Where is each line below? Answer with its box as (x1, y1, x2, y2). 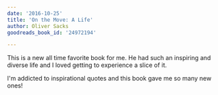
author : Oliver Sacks (7, 23, 69, 29)
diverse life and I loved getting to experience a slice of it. (7, 61, 167, 69)
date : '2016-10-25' (7, 10, 63, 17)
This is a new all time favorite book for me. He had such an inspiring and (7, 54, 211, 62)
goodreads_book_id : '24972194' (7, 29, 97, 36)
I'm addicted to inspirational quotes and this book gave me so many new (7, 74, 212, 83)
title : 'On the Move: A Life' (7, 16, 94, 23)
